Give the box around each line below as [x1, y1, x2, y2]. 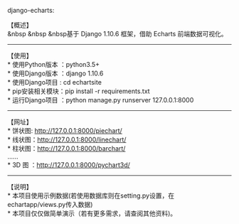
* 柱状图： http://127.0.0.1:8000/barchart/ [7, 144, 126, 152]
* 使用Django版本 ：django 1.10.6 [7, 69, 104, 78]
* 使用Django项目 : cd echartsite [7, 78, 102, 86]
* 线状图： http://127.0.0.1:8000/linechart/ [7, 135, 127, 144]
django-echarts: [7, 6, 55, 14]
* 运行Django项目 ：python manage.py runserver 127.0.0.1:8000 [7, 96, 194, 104]
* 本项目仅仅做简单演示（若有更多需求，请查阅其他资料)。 [7, 209, 177, 218]
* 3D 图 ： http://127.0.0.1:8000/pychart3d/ [7, 161, 130, 169]
